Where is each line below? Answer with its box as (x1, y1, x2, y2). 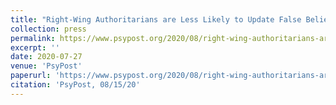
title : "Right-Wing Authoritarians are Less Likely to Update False (10, 14, 302, 25)
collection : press (10, 24, 87, 34)
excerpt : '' (10, 42, 60, 53)
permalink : (10, 33, 56, 43)
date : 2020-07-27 (10, 52, 83, 62)
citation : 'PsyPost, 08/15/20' (10, 80, 141, 90)
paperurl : (10, 71, 52, 81)
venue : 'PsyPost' (10, 61, 83, 71)
